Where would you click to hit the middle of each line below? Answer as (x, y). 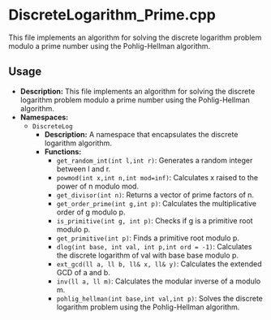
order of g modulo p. (91, 212)
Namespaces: (44, 117)
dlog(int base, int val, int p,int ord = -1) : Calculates (154, 246)
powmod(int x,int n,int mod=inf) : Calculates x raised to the (157, 177)
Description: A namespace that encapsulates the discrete (141, 134)
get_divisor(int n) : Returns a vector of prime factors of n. (155, 195)
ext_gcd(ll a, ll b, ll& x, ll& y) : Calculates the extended (159, 264)
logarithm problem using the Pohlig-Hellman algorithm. (148, 307)
